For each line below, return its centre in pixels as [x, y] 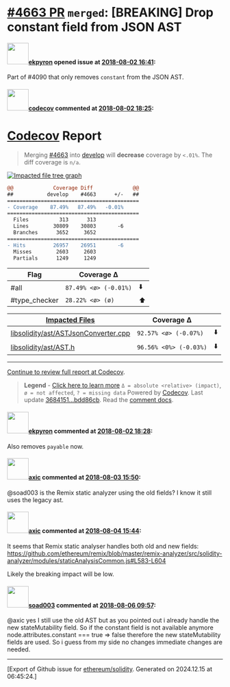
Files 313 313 [55, 220]
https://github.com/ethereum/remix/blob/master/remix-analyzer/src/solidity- [115, 553]
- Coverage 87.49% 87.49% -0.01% [66, 207]
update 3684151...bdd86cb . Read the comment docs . [99, 400]
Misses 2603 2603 [55, 251]
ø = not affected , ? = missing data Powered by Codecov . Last [113, 392]
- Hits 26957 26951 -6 [66, 245]
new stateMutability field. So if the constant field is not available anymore [110, 627]
